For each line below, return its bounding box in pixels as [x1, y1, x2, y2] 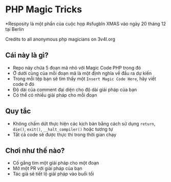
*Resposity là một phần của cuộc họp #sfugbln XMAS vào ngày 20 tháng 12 [5, 21, 166, 27]
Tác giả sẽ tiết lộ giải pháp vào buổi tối [12, 171, 94, 177]
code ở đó [12, 81, 35, 87]
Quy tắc [5, 107, 31, 116]
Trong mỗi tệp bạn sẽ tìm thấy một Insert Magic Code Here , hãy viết [12, 76, 156, 82]
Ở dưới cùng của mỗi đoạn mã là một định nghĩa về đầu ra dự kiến [12, 70, 152, 76]
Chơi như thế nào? [5, 146, 65, 155]
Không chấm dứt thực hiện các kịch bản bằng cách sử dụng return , [12, 120, 156, 126]
